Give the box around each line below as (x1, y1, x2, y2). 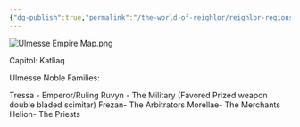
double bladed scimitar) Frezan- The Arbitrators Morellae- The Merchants (9, 99, 281, 110)
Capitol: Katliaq (9, 55, 65, 65)
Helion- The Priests (9, 108, 80, 119)
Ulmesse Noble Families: (9, 72, 100, 83)
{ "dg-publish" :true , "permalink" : (9, 13, 134, 22)
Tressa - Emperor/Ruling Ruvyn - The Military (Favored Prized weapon (9, 89, 268, 100)
